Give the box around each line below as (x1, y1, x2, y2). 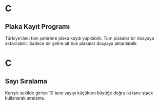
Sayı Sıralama (5, 77, 48, 85)
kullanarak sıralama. (5, 95, 45, 101)
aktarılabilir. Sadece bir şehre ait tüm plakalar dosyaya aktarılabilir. (5, 41, 138, 46)
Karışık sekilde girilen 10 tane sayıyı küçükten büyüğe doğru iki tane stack (5, 90, 153, 96)
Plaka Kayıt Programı (5, 22, 70, 31)
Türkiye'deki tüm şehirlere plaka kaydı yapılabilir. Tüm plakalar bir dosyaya (5, 35, 155, 41)
